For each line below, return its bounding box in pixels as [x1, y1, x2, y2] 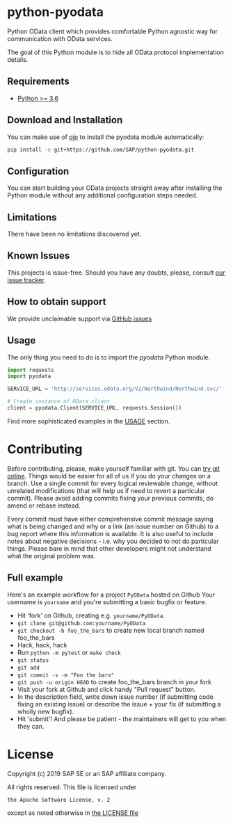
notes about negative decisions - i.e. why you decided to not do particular [7, 537, 219, 545]
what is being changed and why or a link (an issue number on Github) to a [7, 522, 219, 531]
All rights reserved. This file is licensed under [7, 783, 137, 791]
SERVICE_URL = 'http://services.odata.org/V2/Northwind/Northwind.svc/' [7, 385, 223, 393]
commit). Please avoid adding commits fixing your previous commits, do [7, 494, 214, 502]
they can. [17, 722, 45, 730]
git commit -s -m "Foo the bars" [17, 672, 115, 679]
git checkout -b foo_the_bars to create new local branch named [17, 626, 204, 634]
